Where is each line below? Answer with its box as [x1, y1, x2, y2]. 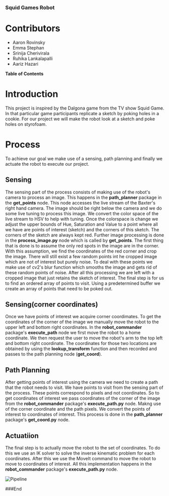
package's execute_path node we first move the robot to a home [5, 330, 141, 336]
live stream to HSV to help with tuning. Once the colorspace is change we [5, 216, 158, 222]
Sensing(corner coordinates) [5, 300, 98, 309]
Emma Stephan [12, 44, 44, 51]
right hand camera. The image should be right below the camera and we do [5, 205, 162, 211]
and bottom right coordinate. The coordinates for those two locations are [5, 340, 157, 346]
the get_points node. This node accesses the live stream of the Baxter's [5, 200, 155, 206]
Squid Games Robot [5, 4, 55, 11]
